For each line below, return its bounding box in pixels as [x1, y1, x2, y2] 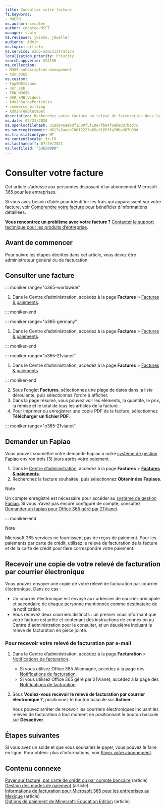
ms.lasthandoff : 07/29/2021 [5, 141, 63, 147]
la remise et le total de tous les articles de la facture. [12, 403, 119, 409]
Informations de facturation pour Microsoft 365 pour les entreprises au [5, 788, 150, 794]
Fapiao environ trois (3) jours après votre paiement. [5, 456, 110, 462]
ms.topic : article [5, 44, 43, 49]
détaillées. [5, 209, 26, 215]
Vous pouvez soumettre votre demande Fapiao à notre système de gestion [5, 451, 158, 457]
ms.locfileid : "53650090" [5, 146, 58, 151]
